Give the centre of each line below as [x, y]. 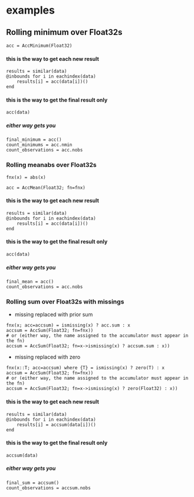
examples [30, 10]
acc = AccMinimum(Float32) [39, 46]
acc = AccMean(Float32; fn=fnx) [46, 188]
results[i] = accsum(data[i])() [56, 425]
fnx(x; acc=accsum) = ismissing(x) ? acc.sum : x [68, 325]
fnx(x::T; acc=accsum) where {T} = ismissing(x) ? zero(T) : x [86, 368]
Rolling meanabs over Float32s [51, 165]
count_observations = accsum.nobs [49, 488]
